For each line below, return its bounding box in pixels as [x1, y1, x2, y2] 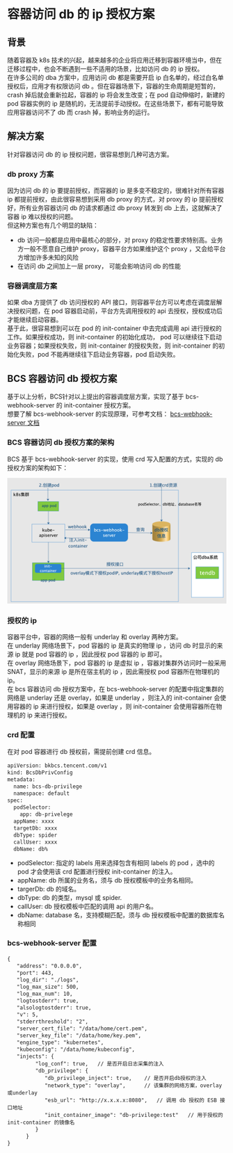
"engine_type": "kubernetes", [16, 1039, 104, 1046]
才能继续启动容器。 [7, 316, 63, 324]
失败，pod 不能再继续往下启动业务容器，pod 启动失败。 [19, 350, 179, 359]
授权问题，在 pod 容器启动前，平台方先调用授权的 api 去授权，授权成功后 [13, 307, 223, 315]
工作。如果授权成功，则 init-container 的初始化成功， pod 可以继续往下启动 [7, 333, 223, 341]
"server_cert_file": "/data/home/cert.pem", [16, 1025, 148, 1032]
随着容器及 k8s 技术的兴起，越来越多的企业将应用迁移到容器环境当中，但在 [7, 56, 223, 64]
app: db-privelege [19, 811, 73, 818]
